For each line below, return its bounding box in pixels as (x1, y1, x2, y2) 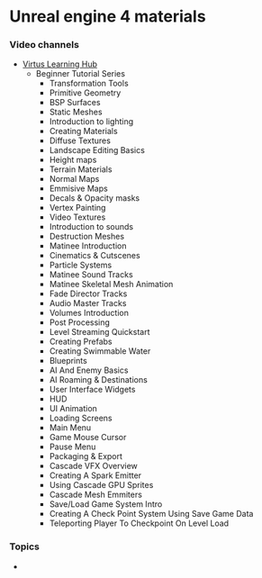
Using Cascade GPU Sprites (49, 480, 154, 491)
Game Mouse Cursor (49, 432, 127, 443)
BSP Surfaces (49, 97, 101, 108)
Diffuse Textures (49, 135, 111, 146)
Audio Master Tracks (49, 298, 127, 309)
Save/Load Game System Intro (49, 499, 163, 510)
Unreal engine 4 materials (9, 6, 206, 27)
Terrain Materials (49, 164, 113, 175)
